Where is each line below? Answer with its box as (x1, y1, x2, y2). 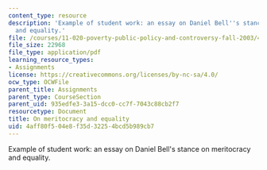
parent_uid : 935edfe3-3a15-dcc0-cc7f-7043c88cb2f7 (8, 100, 180, 108)
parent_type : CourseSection (8, 93, 102, 101)
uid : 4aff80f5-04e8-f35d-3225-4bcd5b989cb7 (8, 122, 155, 130)
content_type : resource (8, 11, 87, 20)
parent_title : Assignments (8, 85, 98, 94)
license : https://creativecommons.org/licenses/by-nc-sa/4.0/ (8, 71, 219, 79)
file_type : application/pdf (8, 48, 102, 56)
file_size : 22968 (8, 41, 66, 49)
